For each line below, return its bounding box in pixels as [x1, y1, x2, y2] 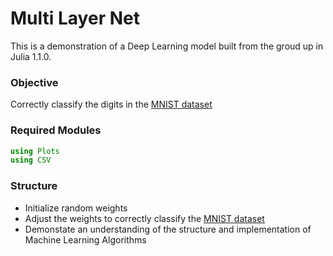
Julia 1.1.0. [10, 50, 52, 62]
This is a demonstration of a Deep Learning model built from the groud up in [10, 40, 324, 52]
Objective [10, 75, 59, 89]
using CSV [10, 155, 52, 166]
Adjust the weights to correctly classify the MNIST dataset [24, 212, 265, 224]
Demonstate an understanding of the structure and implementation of [24, 223, 312, 235]
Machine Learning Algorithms [24, 233, 147, 246]
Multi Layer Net [10, 7, 140, 30]
